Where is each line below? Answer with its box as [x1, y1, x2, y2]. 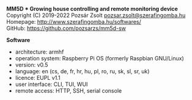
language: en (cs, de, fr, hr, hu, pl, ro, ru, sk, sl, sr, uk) [15, 68, 150, 75]
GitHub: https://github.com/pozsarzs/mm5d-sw [6, 24, 127, 32]
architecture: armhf [15, 48, 64, 55]
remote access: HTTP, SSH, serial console [15, 87, 122, 94]
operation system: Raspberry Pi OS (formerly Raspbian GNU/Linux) [15, 55, 185, 62]
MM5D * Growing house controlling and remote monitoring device [6, 5, 179, 12]
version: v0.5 [15, 61, 48, 68]
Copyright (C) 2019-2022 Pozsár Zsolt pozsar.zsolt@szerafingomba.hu [6, 12, 186, 19]
